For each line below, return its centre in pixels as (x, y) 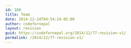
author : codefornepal (28, 24)
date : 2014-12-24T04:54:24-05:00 (40, 19)
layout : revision (23, 28)
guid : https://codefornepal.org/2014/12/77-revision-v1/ (66, 33)
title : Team (17, 14)
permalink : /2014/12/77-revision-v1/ (44, 38)
